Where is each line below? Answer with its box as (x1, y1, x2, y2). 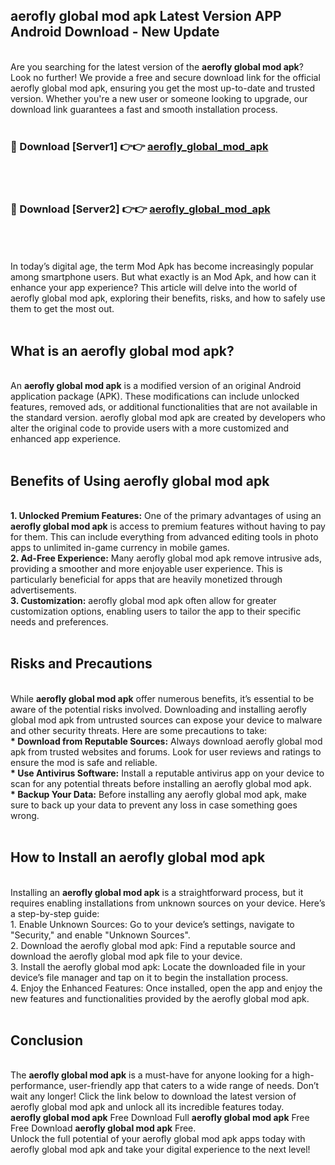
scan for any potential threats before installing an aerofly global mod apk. (10, 777, 312, 789)
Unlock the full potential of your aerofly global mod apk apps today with (10, 1133, 306, 1145)
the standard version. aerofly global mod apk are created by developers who (10, 412, 326, 424)
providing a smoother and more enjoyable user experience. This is (10, 563, 283, 575)
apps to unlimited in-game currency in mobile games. (10, 542, 230, 554)
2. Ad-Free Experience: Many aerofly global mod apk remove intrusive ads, (10, 552, 322, 564)
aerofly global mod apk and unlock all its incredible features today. (10, 1101, 285, 1113)
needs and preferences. (10, 616, 109, 628)
